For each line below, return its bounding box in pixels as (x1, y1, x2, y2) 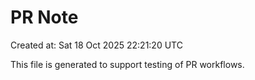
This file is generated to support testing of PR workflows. (10, 58, 245, 70)
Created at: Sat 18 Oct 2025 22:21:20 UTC (10, 39, 183, 51)
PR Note (10, 6, 79, 29)
